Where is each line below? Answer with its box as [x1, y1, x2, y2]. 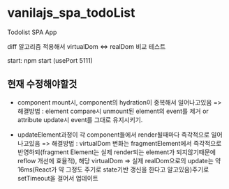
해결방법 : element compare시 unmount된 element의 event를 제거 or [17, 107, 209, 115]
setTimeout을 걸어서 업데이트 [17, 174, 99, 182]
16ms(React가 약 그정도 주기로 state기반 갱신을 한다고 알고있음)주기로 [17, 165, 209, 174]
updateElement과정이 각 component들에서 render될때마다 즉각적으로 [17, 130, 210, 139]
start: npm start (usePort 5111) [7, 56, 93, 64]
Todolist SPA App [7, 28, 57, 36]
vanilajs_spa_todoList [7, 5, 135, 21]
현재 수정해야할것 [7, 78, 77, 90]
